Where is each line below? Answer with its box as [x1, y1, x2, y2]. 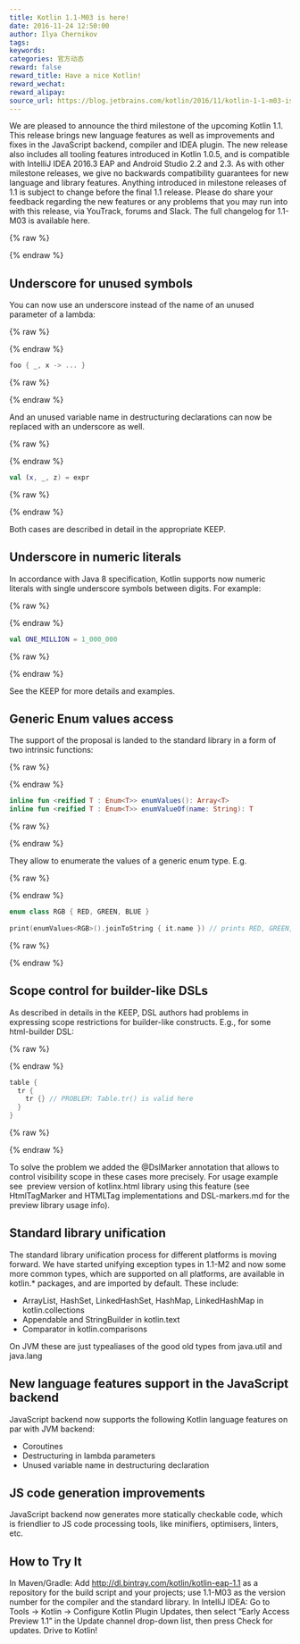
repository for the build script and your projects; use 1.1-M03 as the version [9, 1587, 286, 1598]
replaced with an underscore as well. [9, 421, 146, 432]
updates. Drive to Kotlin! [9, 1625, 98, 1636]
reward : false [9, 63, 62, 72]
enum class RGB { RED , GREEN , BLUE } [9, 907, 150, 916]
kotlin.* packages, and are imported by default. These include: [9, 1278, 239, 1289]
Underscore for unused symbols [9, 276, 194, 291]
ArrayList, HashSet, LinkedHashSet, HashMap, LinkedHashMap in [21, 1295, 264, 1306]
